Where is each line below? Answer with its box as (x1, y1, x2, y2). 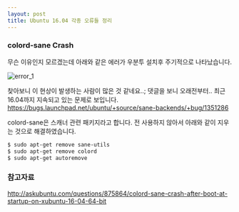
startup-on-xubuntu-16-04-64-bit (7, 196, 107, 205)
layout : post (7, 10, 46, 18)
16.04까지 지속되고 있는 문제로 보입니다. (7, 95, 119, 104)
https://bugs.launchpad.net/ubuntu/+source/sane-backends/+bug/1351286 (7, 103, 229, 112)
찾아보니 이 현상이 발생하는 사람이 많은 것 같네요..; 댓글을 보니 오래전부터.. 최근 (7, 86, 226, 95)
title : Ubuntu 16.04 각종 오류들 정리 (7, 17, 113, 24)
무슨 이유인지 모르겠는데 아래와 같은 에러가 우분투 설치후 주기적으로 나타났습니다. (7, 58, 233, 66)
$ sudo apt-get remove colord (7, 147, 98, 155)
